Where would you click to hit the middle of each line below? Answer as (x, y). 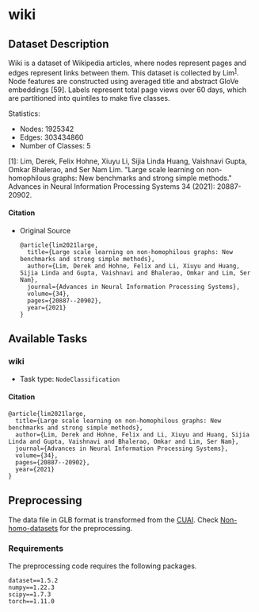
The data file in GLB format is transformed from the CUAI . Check (114, 520)
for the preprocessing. (96, 528)
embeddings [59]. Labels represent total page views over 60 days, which (128, 90)
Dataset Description (59, 44)
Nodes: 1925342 (47, 129)
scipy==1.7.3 (30, 594)
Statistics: (25, 114)
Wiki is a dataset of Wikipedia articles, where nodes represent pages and (128, 63)
